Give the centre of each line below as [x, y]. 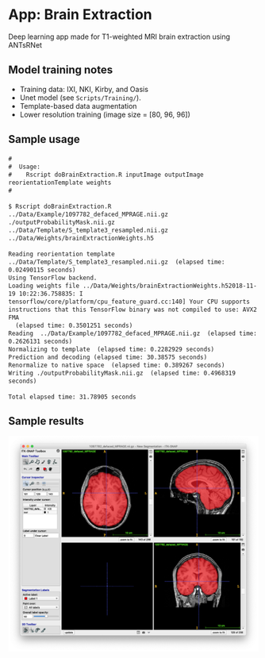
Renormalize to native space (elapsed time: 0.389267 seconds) [117, 365]
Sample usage [44, 139]
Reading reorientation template [61, 254]
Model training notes [61, 70]
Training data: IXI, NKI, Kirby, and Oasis [84, 89]
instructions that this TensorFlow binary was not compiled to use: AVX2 [133, 310]
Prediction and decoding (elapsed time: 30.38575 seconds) [108, 357]
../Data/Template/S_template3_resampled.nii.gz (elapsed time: [117, 262]
